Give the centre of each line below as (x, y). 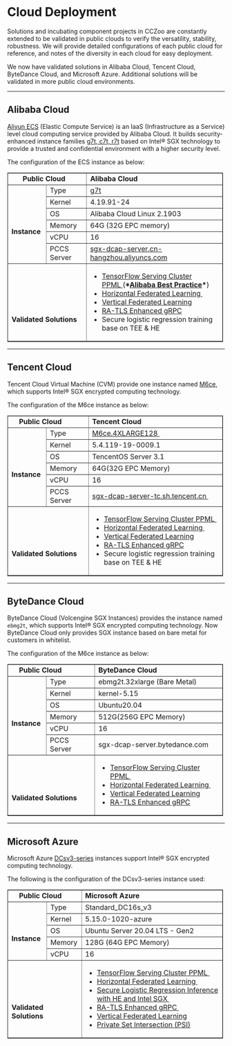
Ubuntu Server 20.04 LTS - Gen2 (140, 931)
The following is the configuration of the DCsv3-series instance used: (106, 879)
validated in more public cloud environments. (71, 81)
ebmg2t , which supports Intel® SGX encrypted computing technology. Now (113, 626)
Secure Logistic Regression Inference (157, 990)
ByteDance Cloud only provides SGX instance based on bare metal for (107, 633)
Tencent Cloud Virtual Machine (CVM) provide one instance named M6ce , (112, 384)
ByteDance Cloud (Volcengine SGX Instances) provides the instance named (115, 618)
